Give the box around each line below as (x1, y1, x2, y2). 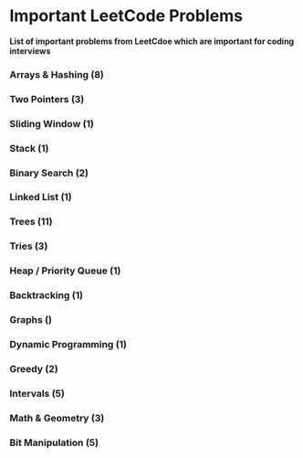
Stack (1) (9, 142, 49, 154)
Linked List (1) (9, 191, 73, 204)
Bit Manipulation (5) (9, 436, 99, 449)
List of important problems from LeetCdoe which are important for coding (9, 36, 295, 47)
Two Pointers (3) (9, 92, 85, 105)
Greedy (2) (9, 362, 58, 375)
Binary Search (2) (9, 166, 89, 179)
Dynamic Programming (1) (9, 338, 128, 350)
